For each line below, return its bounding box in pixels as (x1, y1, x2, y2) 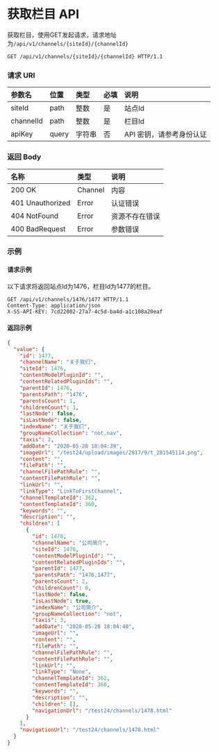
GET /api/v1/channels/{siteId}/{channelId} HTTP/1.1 (7, 53, 163, 60)
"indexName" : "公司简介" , (32, 604, 103, 611)
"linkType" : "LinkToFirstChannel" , (19, 487, 123, 495)
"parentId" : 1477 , (32, 565, 85, 573)
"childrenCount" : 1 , (19, 404, 79, 411)
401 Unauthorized (10, 198, 71, 208)
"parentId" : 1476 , (19, 384, 73, 391)
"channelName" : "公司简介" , (32, 539, 109, 546)
